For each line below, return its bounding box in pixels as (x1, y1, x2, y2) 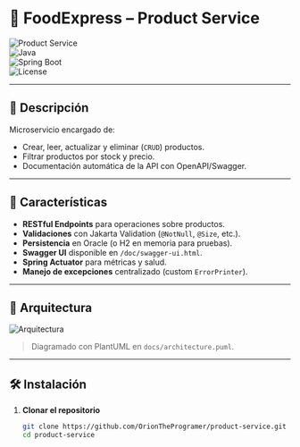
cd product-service (21, 431, 96, 440)
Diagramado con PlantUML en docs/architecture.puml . (30, 342, 235, 352)
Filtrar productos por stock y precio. (21, 151, 155, 162)
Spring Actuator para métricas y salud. (21, 257, 167, 267)
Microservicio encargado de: (9, 124, 116, 135)
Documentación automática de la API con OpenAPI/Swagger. (21, 160, 247, 171)
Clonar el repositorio (21, 405, 101, 416)
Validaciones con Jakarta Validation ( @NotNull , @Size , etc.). (21, 228, 241, 239)
